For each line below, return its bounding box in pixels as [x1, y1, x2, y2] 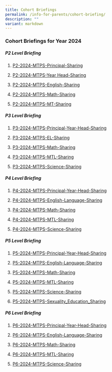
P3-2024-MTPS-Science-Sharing [12, 164, 82, 170]
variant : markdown [5, 21, 43, 26]
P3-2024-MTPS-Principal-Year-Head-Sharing [12, 125, 107, 131]
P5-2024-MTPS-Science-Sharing [12, 289, 82, 295]
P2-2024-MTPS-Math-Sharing [12, 92, 76, 98]
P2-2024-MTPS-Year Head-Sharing [12, 72, 86, 78]
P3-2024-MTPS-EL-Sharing [12, 135, 70, 141]
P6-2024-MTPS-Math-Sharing [12, 342, 76, 348]
